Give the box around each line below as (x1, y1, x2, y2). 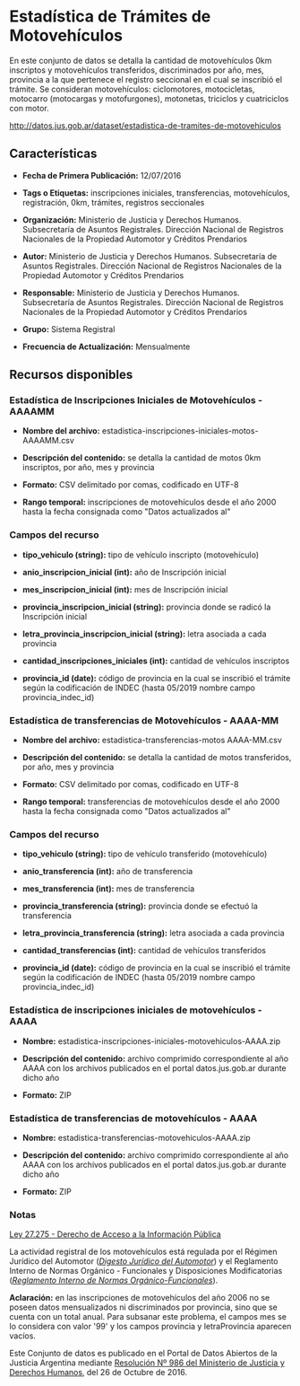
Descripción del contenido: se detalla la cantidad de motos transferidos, (21, 752, 292, 763)
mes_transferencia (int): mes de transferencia (21, 883, 195, 894)
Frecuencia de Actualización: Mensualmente (21, 341, 191, 352)
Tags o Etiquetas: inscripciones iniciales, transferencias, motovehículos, (21, 187, 290, 198)
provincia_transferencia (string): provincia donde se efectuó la (21, 900, 258, 912)
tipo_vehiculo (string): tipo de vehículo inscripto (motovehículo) (21, 549, 260, 560)
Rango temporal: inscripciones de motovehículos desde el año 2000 (21, 496, 277, 508)
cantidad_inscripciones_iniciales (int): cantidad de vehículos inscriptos (21, 655, 290, 666)
